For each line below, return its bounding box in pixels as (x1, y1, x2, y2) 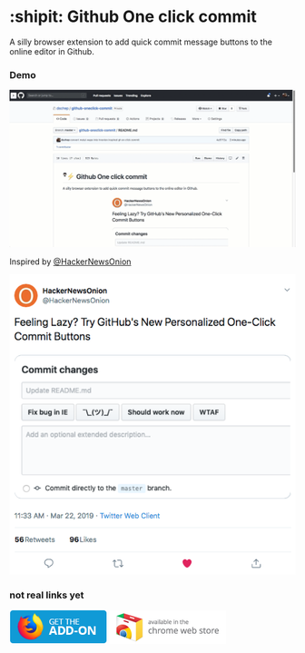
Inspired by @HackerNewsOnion (9, 256, 132, 267)
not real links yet (9, 589, 84, 601)
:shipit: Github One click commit (9, 6, 257, 27)
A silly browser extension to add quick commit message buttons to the (9, 36, 272, 47)
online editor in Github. (9, 45, 95, 56)
